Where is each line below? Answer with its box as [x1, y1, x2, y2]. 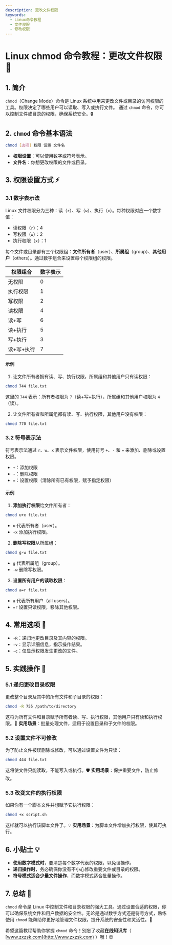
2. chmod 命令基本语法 [5, 129, 73, 138]
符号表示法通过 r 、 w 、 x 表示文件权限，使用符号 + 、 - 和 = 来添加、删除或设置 [5, 447, 166, 453]
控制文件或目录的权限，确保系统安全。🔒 [9, 111, 94, 117]
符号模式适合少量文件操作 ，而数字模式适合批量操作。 [12, 873, 125, 879]
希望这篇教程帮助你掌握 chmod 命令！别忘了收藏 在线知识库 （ [5, 927, 132, 933]
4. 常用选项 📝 [5, 620, 47, 629]
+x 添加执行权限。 [12, 529, 51, 535]
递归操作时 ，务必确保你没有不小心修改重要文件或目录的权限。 [12, 866, 143, 873]
